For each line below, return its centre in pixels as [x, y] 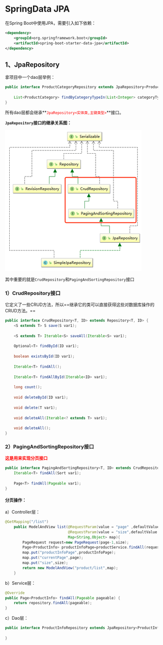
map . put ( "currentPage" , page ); [53, 558]
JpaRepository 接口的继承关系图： [38, 123]
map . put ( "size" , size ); [45, 563]
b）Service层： [20, 583]
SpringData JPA [38, 9]
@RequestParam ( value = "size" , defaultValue [113, 532]
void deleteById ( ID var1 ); [41, 397]
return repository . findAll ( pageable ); [53, 603]
